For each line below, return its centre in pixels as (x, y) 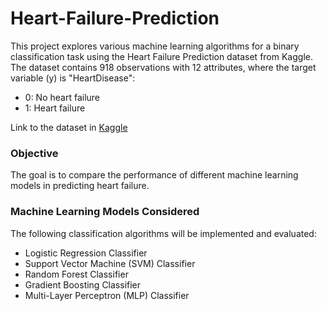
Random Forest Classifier (76, 274)
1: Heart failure (55, 108)
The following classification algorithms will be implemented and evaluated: (163, 233)
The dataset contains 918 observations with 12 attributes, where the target (163, 67)
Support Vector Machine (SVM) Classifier (110, 263)
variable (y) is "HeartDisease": (73, 78)
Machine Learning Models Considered (105, 212)
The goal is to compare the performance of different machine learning (154, 175)
